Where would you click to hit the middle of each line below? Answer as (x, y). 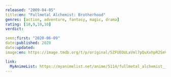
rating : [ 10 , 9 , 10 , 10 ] (28, 24)
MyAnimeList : (24, 66)
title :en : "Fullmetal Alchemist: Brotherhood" (55, 15)
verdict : (15, 29)
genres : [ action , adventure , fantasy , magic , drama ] (62, 19)
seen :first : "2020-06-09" (33, 38)
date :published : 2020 (28, 43)
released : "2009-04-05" (31, 10)
